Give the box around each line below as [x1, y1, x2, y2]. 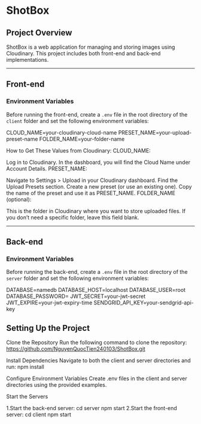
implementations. [6, 56, 49, 63]
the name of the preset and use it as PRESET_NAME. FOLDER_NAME [6, 189, 175, 196]
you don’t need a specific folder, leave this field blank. [6, 214, 139, 221]
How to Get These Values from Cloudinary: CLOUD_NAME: [6, 147, 151, 154]
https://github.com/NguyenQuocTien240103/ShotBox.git [6, 345, 145, 353]
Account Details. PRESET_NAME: [6, 165, 88, 172]
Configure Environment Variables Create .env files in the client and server [6, 375, 187, 382]
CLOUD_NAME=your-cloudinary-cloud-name [6, 129, 117, 136]
